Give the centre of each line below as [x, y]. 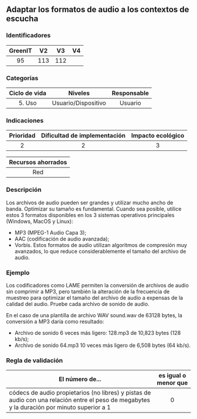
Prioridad [22, 136]
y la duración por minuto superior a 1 [60, 407]
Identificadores [28, 36]
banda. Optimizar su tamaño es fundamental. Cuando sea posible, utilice [94, 209]
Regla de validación [35, 360]
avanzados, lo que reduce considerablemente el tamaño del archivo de [100, 251]
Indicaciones [25, 121]
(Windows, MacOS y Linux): [40, 221]
